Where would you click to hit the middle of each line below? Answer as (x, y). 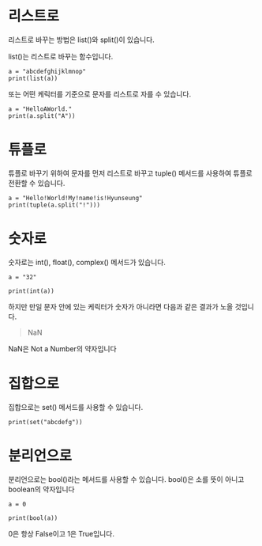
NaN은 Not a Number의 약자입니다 (62, 348)
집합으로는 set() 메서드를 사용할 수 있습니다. (76, 407)
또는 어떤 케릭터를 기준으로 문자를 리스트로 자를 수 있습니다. (100, 94)
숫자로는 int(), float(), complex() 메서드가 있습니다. (87, 262)
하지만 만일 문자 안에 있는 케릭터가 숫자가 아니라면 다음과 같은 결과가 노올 (121, 306)
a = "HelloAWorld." (40, 109)
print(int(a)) (32, 291)
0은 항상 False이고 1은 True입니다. (61, 533)
